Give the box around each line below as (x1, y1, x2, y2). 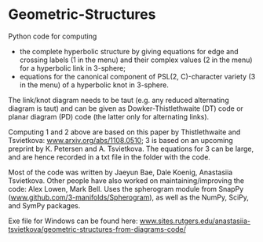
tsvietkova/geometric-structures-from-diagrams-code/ (8, 224, 186, 233)
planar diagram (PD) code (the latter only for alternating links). (8, 112, 210, 121)
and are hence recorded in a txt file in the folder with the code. (8, 152, 210, 162)
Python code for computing (8, 31, 97, 41)
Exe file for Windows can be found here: (8, 216, 139, 225)
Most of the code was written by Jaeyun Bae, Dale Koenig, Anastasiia (8, 167, 233, 177)
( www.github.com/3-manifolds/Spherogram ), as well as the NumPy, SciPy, (8, 192, 250, 202)
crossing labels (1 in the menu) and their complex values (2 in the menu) (19, 55, 253, 64)
